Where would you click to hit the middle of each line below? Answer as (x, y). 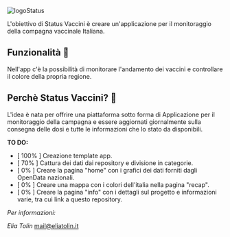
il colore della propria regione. (49, 76)
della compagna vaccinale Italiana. (56, 31)
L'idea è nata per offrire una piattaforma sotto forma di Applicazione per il (111, 114)
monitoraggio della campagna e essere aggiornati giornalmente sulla (104, 122)
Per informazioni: (32, 212)
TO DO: (18, 142)
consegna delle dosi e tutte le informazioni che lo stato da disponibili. (105, 129)
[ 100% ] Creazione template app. (65, 155)
